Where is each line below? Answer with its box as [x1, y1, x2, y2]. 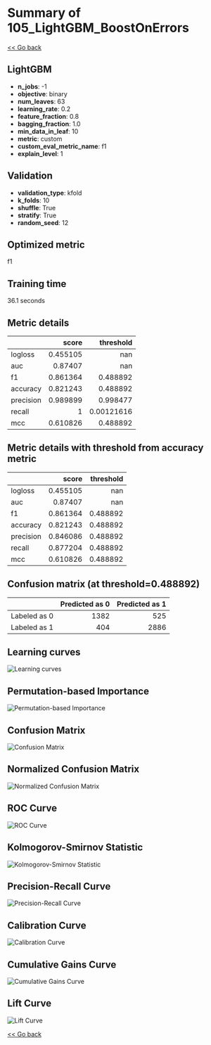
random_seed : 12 [17, 218, 69, 226]
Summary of [7, 5, 81, 21]
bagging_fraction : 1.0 [17, 120, 81, 128]
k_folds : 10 [17, 195, 50, 205]
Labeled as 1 [11, 622, 54, 632]
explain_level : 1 [17, 149, 63, 158]
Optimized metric [7, 238, 86, 250]
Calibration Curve [7, 919, 87, 931]
